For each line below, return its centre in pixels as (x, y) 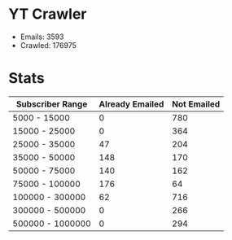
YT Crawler (48, 14)
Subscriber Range (52, 104)
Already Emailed (131, 104)
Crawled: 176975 (48, 45)
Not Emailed (196, 104)
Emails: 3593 (42, 37)
